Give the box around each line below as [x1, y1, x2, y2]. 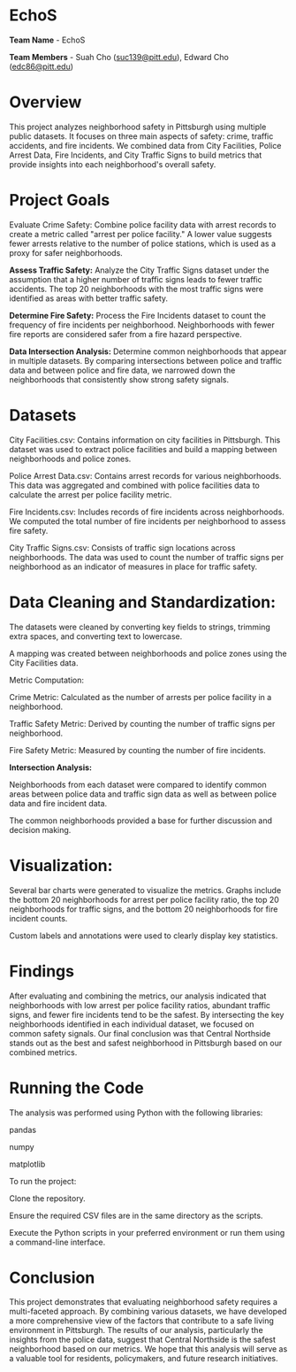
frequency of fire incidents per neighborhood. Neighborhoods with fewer [9, 320, 276, 330]
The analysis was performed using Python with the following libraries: [9, 1107, 263, 1118]
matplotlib [9, 1159, 46, 1169]
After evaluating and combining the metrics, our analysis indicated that [9, 990, 267, 1001]
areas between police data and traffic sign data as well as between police [9, 789, 277, 799]
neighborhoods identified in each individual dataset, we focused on [9, 1019, 254, 1029]
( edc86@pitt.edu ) [9, 61, 73, 72]
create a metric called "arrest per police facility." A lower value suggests [9, 228, 272, 239]
